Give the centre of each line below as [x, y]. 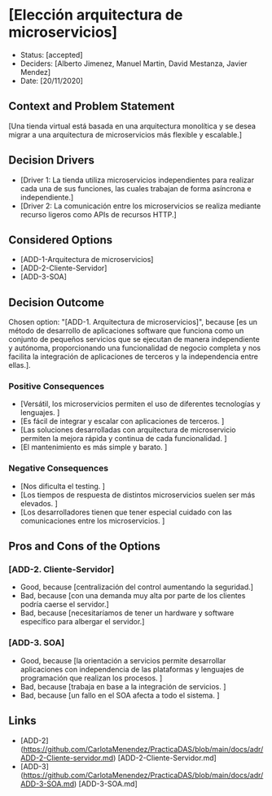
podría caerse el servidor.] [65, 605]
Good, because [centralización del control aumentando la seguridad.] [137, 587]
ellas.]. [20, 365]
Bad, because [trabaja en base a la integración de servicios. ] [123, 686]
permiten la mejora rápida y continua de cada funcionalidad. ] [123, 439]
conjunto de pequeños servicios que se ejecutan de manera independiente [134, 339]
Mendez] [35, 72]
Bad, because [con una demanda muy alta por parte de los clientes [133, 596]
